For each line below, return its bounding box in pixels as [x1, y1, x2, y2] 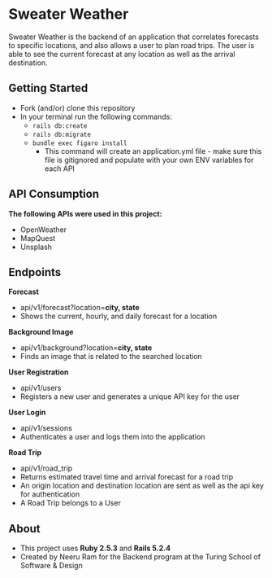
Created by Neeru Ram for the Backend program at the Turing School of [19, 552, 261, 562]
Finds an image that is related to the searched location [19, 352, 203, 361]
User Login [8, 408, 46, 418]
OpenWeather [19, 225, 67, 234]
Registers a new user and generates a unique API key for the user [19, 392, 240, 401]
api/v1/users [19, 383, 62, 393]
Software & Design [19, 561, 83, 571]
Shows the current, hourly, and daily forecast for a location [19, 311, 218, 322]
